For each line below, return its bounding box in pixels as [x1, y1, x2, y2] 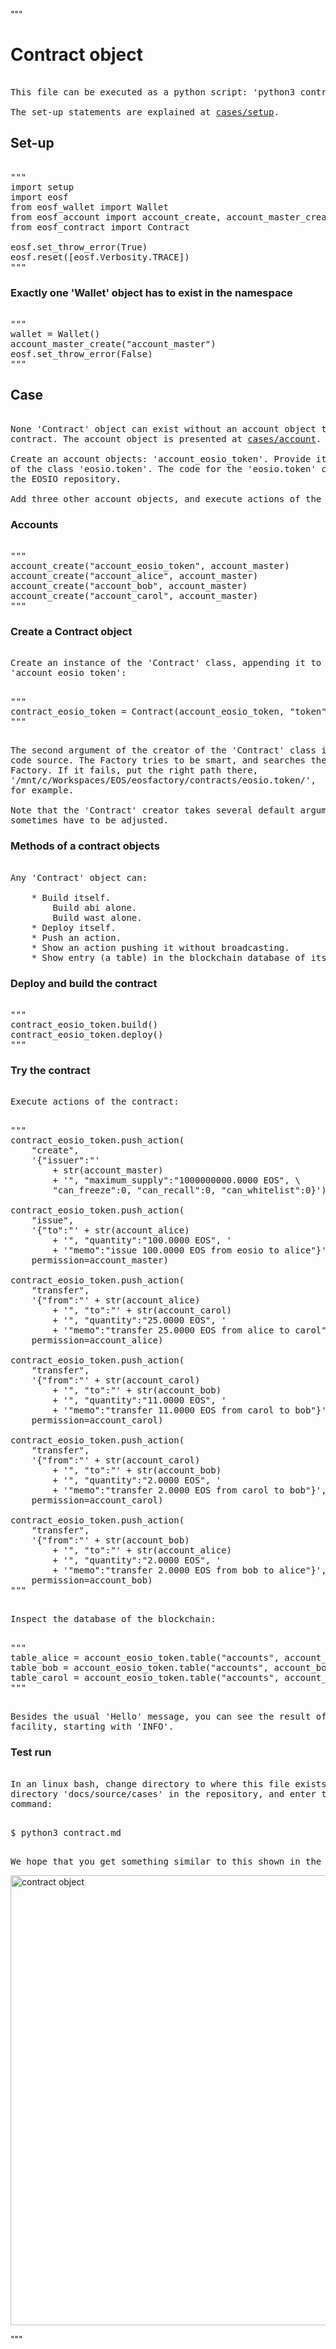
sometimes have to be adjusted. [10, 815, 169, 826]
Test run [10, 1745, 52, 1759]
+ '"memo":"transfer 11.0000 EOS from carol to [52, 1405, 290, 1416]
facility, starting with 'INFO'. [10, 1721, 175, 1733]
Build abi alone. [52, 902, 138, 913]
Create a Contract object [10, 625, 133, 639]
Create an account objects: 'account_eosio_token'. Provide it [10, 453, 327, 464]
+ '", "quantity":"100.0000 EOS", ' [52, 1235, 233, 1246]
